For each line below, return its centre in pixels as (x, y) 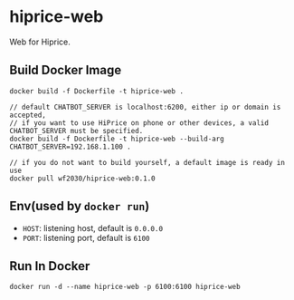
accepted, (28, 115)
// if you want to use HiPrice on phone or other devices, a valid (139, 123)
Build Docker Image (66, 70)
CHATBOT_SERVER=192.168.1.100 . (70, 147)
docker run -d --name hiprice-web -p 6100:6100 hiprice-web (125, 287)
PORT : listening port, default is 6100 (86, 237)
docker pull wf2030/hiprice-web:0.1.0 (82, 179)
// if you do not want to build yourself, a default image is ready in (147, 162)
